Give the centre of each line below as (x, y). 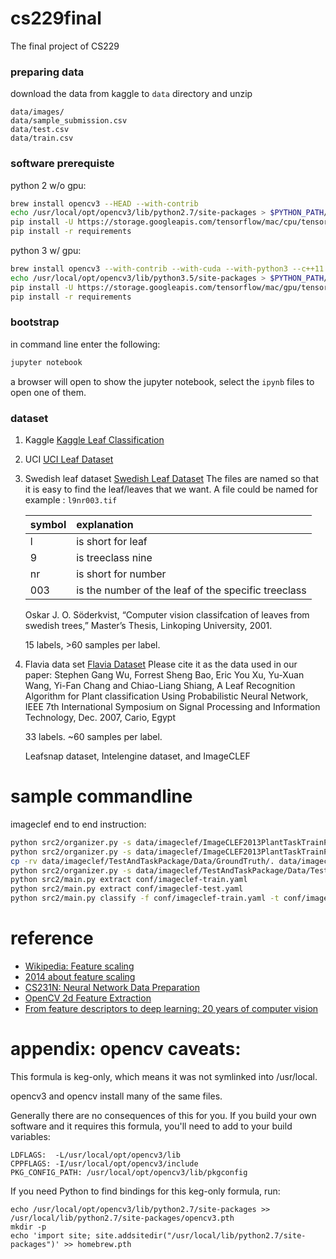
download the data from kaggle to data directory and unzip (131, 94)
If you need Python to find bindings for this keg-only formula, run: (145, 1191)
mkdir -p (28, 1227)
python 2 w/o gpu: (48, 185)
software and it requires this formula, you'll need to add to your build (151, 1126)
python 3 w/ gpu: (46, 251)
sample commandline (101, 796)
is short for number (121, 574)
